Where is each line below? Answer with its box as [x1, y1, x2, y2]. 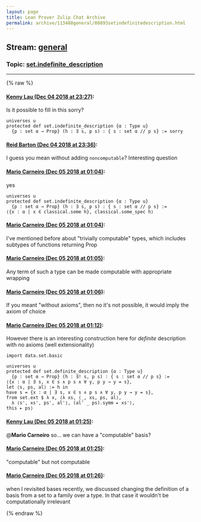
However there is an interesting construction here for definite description [6, 335, 186, 342]
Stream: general [6, 42, 68, 52]
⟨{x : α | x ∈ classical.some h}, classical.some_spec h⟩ [6, 209, 154, 215]
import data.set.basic [6, 353, 63, 359]
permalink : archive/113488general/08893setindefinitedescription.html [6, 20, 186, 26]
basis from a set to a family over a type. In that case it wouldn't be [6, 492, 169, 499]
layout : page [6, 8, 39, 15]
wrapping [6, 274, 30, 282]
